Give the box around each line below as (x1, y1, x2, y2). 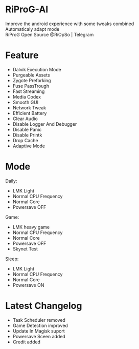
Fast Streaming (12, 88, 45, 94)
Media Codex (12, 93, 41, 100)
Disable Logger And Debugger (12, 121, 77, 127)
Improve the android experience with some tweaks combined (5, 21, 134, 27)
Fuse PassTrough (12, 83, 50, 89)
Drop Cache (12, 137, 38, 143)
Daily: (5, 178, 17, 184)
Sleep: (5, 256, 19, 262)
